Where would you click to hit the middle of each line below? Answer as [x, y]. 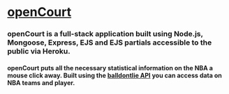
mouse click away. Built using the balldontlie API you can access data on [114, 75]
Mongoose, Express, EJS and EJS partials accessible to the [110, 42]
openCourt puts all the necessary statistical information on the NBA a [110, 68]
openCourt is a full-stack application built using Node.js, [105, 34]
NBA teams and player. [41, 83]
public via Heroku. [39, 52]
